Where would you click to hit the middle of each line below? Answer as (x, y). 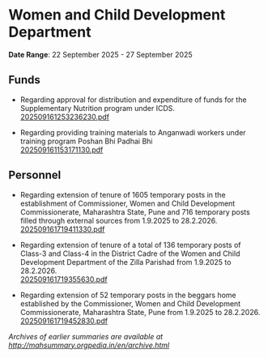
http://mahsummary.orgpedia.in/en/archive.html (89, 345)
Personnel (35, 175)
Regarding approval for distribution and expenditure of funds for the (133, 100)
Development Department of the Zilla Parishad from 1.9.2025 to (125, 262)
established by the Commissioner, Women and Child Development (130, 303)
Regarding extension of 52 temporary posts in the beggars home (128, 295)
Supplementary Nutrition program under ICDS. (98, 108)
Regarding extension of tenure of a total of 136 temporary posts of (130, 245)
